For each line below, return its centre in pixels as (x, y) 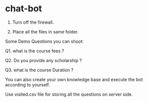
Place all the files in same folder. (45, 32)
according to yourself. (28, 85)
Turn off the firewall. (33, 22)
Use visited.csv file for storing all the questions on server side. (69, 94)
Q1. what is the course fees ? (35, 51)
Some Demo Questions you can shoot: (44, 41)
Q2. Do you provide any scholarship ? (43, 60)
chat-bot (24, 9)
